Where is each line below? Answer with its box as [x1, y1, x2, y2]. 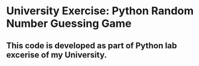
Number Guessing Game [6, 17, 132, 30]
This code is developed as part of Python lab [6, 40, 177, 51]
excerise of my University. [6, 49, 107, 60]
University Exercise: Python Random [6, 4, 194, 18]
